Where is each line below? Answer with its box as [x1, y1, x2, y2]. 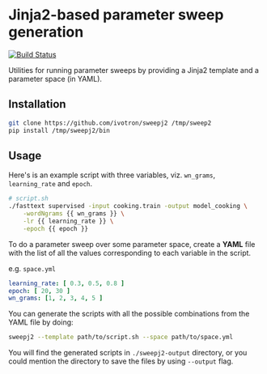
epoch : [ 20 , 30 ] [8, 287, 70, 295]
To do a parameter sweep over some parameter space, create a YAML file [8, 239, 256, 249]
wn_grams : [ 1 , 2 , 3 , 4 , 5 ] [8, 294, 104, 303]
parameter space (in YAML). [8, 74, 103, 83]
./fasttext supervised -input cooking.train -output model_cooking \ [8, 202, 248, 210]
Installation [8, 97, 66, 111]
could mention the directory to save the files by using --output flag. [8, 356, 234, 366]
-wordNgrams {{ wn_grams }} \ [23, 210, 125, 218]
